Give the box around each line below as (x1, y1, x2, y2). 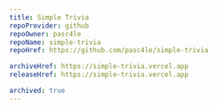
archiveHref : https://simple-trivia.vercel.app (9, 62, 189, 71)
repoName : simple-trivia (9, 37, 101, 47)
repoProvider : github (9, 21, 90, 30)
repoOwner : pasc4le (9, 29, 82, 38)
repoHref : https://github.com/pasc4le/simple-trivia (9, 46, 209, 55)
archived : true (9, 86, 66, 95)
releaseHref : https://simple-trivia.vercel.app (9, 70, 189, 80)
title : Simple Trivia (9, 12, 90, 22)
